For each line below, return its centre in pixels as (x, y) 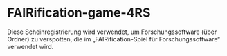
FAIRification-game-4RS (79, 13)
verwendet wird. (30, 46)
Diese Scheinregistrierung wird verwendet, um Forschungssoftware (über (112, 32)
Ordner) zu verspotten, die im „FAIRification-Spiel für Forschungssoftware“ (113, 39)
